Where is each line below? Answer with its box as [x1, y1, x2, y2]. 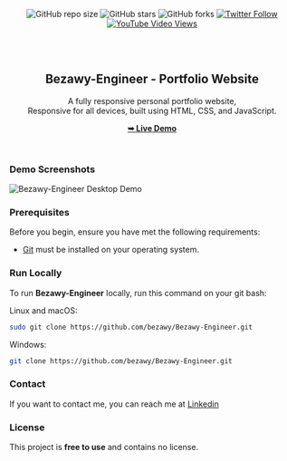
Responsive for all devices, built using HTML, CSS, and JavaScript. [27, 105, 277, 116]
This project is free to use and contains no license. [9, 442, 199, 453]
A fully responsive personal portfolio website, [67, 95, 237, 106]
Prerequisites [9, 206, 70, 219]
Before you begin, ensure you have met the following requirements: [9, 226, 261, 237]
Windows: [9, 339, 47, 350]
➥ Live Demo [127, 122, 177, 133]
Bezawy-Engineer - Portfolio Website [44, 72, 260, 87]
